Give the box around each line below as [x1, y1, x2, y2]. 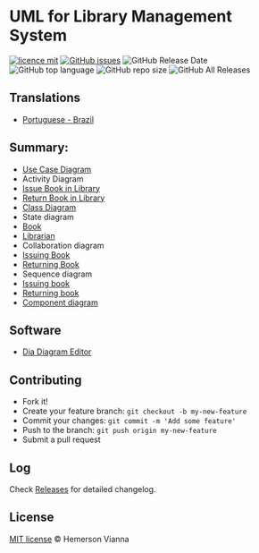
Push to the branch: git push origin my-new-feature [21, 425, 217, 436]
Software [9, 322, 62, 337]
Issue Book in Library [21, 183, 101, 193]
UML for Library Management [9, 6, 232, 27]
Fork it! [21, 396, 49, 407]
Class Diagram [21, 201, 77, 212]
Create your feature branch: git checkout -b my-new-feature [21, 405, 247, 417]
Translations [9, 90, 81, 106]
